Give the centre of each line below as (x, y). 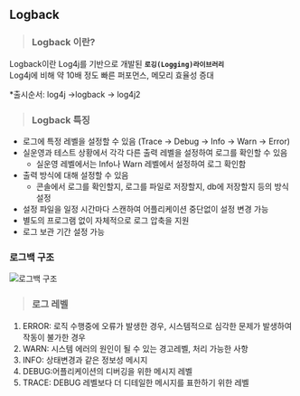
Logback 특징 (61, 119)
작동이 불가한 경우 (54, 337)
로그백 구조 (32, 257)
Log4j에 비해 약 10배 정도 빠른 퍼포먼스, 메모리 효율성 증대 (112, 75)
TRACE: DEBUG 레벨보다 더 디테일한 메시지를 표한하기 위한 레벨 (136, 382)
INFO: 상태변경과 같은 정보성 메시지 (85, 360)
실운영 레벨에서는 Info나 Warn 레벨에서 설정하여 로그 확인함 (141, 164)
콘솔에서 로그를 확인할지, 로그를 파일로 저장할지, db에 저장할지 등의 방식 (162, 186)
